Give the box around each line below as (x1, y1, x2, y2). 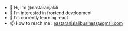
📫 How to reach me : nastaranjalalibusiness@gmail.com (9, 20, 123, 26)
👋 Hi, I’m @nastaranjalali (9, 5, 58, 10)
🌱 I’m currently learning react (9, 15, 68, 20)
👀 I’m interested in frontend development (9, 10, 91, 15)
